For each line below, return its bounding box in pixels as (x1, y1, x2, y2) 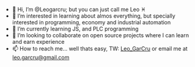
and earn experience (12, 38, 65, 45)
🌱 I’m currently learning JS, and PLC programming (12, 25, 139, 32)
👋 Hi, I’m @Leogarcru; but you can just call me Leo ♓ (12, 6, 146, 13)
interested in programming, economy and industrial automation (12, 19, 171, 26)
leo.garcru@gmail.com (12, 54, 70, 61)
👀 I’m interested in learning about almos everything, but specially (12, 12, 175, 19)
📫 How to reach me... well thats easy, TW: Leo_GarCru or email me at (12, 45, 188, 52)
